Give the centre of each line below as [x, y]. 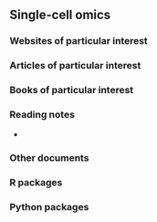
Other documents [49, 158]
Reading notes [42, 115]
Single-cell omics [60, 15]
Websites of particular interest [78, 41]
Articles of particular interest [75, 66]
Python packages [49, 207]
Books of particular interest [72, 90]
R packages [36, 183]
